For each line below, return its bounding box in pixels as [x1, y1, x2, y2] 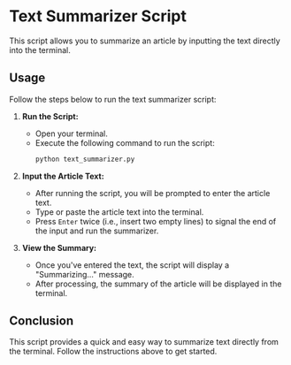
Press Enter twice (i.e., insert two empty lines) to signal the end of [34, 216, 277, 226]
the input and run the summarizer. [34, 225, 159, 236]
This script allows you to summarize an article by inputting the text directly [9, 35, 280, 46]
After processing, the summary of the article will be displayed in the [34, 278, 282, 289]
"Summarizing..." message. [34, 269, 134, 279]
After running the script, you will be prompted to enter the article [34, 187, 271, 198]
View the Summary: [21, 242, 97, 253]
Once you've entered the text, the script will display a [34, 259, 230, 270]
